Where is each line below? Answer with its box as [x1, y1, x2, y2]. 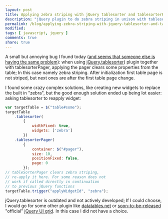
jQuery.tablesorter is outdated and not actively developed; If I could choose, [5, 197, 162, 203]
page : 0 [31, 160, 48, 165]
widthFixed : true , [31, 123, 70, 128]
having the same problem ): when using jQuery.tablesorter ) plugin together [5, 58, 158, 65]
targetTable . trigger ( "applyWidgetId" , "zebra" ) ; [5, 188, 108, 193]
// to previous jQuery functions [5, 183, 75, 189]
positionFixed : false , [31, 156, 79, 161]
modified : [5, 26, 26, 31]
